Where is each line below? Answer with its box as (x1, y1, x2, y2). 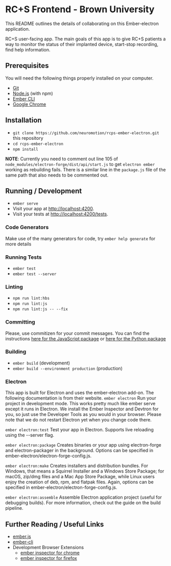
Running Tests (5, 254, 42, 261)
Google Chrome (12, 101, 46, 107)
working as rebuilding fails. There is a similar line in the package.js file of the (5, 166, 166, 173)
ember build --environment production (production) (12, 365, 123, 371)
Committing (5, 318, 36, 326)
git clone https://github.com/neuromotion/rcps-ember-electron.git (12, 130, 159, 136)
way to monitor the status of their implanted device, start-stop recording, (5, 41, 159, 47)
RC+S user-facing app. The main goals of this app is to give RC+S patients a (5, 36, 166, 42)
